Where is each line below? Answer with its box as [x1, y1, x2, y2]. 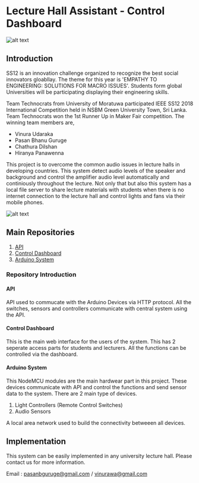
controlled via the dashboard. [6, 351, 78, 358]
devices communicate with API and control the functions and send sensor [6, 384, 187, 391]
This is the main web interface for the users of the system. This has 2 [6, 337, 176, 345]
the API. [6, 311, 26, 318]
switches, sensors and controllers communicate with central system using [6, 305, 188, 312]
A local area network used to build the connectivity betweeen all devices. [6, 419, 186, 427]
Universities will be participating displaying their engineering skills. [6, 88, 169, 96]
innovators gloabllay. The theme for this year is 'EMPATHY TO [6, 75, 157, 83]
